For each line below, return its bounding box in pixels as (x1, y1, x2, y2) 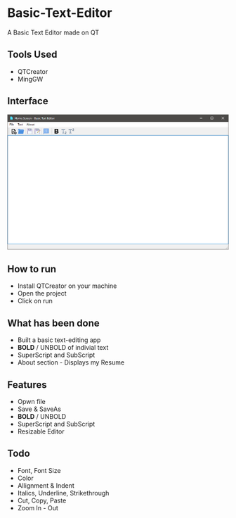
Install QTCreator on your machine (17, 282, 117, 290)
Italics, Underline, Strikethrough (17, 488, 110, 497)
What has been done (7, 317, 100, 329)
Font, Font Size (17, 466, 61, 474)
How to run (7, 263, 57, 275)
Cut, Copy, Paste (17, 496, 67, 505)
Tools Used (7, 49, 58, 61)
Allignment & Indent (17, 481, 75, 490)
